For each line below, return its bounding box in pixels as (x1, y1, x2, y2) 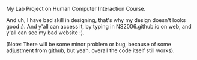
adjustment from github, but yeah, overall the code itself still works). (6, 47, 175, 54)
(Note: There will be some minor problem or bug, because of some (6, 41, 171, 48)
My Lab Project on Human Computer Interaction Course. (6, 5, 146, 12)
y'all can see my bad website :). (6, 29, 85, 36)
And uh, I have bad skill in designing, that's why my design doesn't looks (6, 17, 186, 23)
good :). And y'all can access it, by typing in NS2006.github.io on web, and (6, 23, 192, 30)
